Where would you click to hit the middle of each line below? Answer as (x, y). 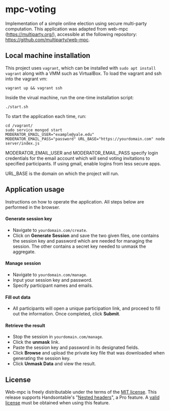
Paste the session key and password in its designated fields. (76, 347)
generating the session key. (41, 358)
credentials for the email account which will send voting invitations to (78, 158)
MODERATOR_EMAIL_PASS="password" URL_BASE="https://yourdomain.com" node (85, 139)
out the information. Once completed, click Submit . (66, 314)
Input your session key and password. (52, 280)
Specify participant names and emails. (53, 285)
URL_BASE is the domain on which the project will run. (62, 173)
